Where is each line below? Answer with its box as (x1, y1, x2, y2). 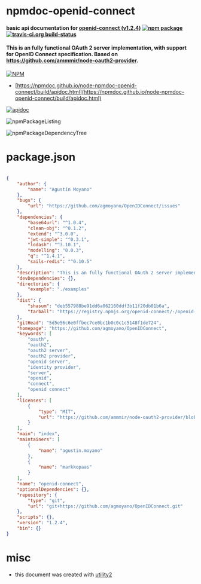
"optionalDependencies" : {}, (17, 486, 90, 493)
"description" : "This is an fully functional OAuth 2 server (17, 270, 172, 276)
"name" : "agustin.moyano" (38, 447, 103, 454)
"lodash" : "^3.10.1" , (28, 242, 82, 248)
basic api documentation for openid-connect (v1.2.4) (6, 24, 141, 31)
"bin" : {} (17, 525, 42, 531)
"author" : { (17, 181, 47, 186)
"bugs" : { (17, 197, 42, 204)
